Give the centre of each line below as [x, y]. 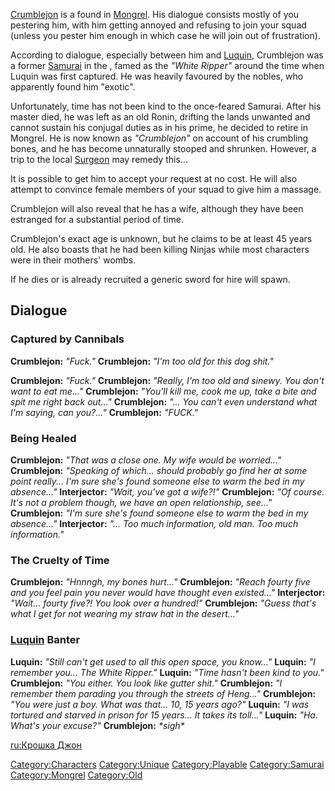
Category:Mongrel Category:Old [76, 775]
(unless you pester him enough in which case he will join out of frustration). [165, 35]
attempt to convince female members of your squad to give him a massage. [166, 189]
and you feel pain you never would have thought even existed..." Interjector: [168, 593]
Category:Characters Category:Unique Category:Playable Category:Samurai [167, 764]
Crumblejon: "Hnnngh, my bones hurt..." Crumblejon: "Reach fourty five [160, 582]
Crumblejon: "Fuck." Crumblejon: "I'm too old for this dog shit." [142, 361]
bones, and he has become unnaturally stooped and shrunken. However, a [163, 148]
